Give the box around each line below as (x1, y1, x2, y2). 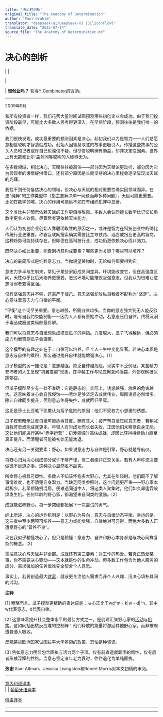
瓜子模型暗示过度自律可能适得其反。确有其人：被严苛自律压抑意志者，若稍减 (5, 418, 158, 424)
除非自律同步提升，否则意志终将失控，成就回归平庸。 (5, 397, 112, 403)
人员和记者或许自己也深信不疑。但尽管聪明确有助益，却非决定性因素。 (9, 148, 149, 154)
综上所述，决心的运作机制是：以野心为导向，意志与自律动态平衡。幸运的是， (5, 512, 158, 518)
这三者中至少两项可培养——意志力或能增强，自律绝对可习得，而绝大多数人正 (5, 518, 158, 524)
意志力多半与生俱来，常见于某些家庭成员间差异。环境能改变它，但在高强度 (5, 268, 154, 274)
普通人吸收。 (9, 629, 35, 634)
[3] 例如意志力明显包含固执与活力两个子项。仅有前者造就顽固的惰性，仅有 (5, 649, 152, 655)
